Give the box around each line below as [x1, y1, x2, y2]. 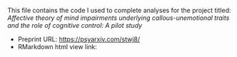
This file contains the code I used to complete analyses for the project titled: [7, 6, 231, 14]
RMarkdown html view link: [17, 43, 98, 51]
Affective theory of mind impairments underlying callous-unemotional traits [7, 14, 230, 22]
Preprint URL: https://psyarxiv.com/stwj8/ [17, 35, 141, 43]
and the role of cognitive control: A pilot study [7, 21, 143, 29]
